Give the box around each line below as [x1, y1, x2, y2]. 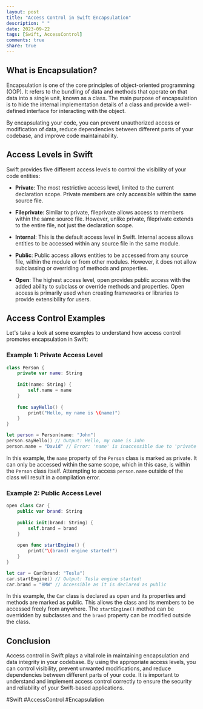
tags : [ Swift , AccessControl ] [6, 32, 83, 38]
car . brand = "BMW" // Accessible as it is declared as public [6, 581, 167, 587]
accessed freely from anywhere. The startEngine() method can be [6, 605, 175, 612]
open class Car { [6, 502, 50, 509]
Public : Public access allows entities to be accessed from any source [15, 252, 188, 259]
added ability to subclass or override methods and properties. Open [15, 283, 185, 290]
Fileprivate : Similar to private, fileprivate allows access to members [15, 208, 184, 216]
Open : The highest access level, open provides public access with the [15, 276, 191, 283]
